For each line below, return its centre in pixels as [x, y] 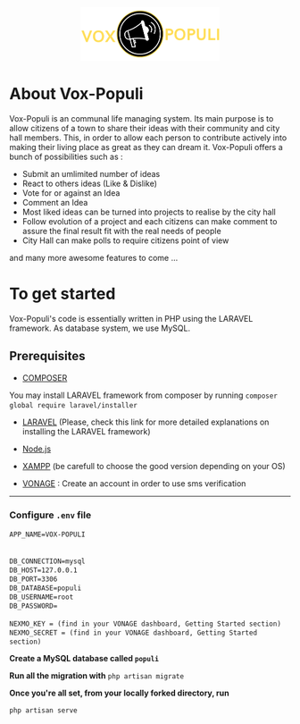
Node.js [37, 449]
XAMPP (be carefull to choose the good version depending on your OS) [154, 466]
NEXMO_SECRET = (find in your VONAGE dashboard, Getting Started [133, 633]
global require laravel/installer [74, 405]
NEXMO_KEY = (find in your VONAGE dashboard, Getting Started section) [145, 624]
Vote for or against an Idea [71, 193]
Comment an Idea [55, 203]
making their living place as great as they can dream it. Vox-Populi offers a [146, 147]
